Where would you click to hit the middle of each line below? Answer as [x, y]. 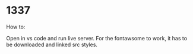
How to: [16, 27]
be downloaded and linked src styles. [52, 45]
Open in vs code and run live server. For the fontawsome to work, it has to [97, 38]
